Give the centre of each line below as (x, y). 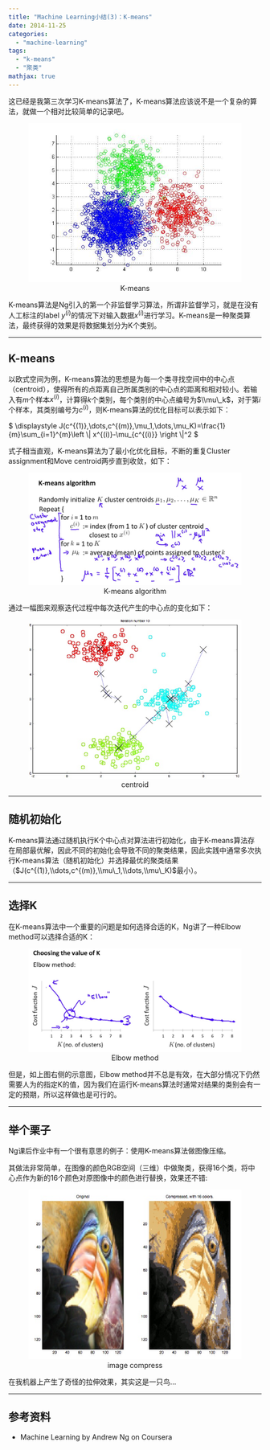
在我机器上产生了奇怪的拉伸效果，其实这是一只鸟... (92, 1382)
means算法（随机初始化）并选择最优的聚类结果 (101, 860)
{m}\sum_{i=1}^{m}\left (46, 434)
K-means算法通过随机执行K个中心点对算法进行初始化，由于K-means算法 (128, 840)
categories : (28, 34)
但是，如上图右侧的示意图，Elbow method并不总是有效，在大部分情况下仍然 (134, 1075)
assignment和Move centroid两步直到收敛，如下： (90, 461)
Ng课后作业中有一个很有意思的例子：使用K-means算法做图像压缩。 (119, 1151)
